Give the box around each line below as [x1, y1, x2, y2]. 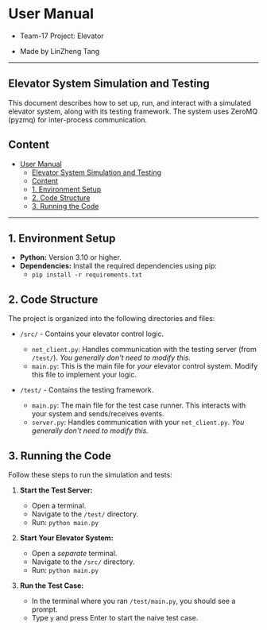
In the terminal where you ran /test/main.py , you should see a [31, 597, 236, 605]
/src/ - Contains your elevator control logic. [19, 329, 164, 338]
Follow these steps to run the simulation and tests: [8, 470, 172, 479]
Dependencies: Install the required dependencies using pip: [19, 261, 217, 271]
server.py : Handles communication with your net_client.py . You [31, 418, 245, 427]
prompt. [31, 605, 58, 614]
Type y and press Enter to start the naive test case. [31, 613, 199, 622]
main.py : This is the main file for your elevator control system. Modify [31, 361, 258, 371]
